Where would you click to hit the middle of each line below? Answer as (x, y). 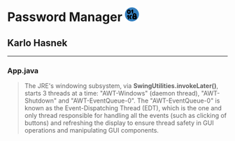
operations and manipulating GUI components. (92, 131)
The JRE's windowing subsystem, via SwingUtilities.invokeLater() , (121, 86)
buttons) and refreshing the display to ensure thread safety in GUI (119, 123)
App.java (23, 70)
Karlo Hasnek (37, 43)
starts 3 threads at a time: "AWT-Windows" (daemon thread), (112, 94)
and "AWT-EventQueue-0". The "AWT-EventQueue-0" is (139, 101)
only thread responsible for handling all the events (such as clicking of (126, 116)
